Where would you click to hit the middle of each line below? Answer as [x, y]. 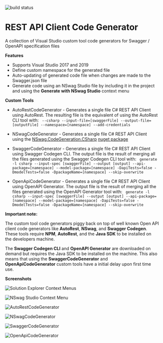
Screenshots [18, 279]
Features [14, 55]
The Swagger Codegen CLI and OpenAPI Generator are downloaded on [78, 248]
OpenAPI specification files [32, 46]
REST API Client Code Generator [71, 27]
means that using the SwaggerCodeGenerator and [57, 258]
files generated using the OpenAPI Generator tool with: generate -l [81, 192]
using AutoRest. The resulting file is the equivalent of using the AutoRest [85, 115]
